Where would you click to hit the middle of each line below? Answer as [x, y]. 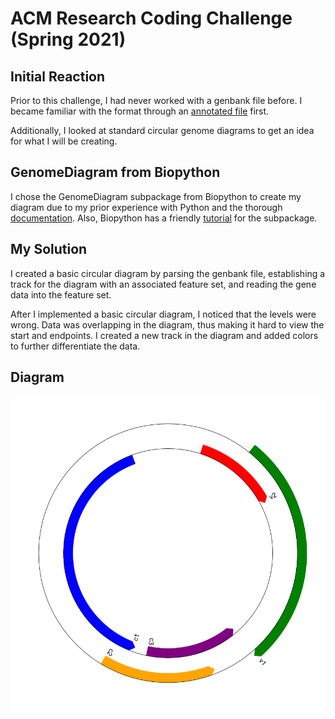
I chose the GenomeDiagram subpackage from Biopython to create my [156, 196]
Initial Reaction [58, 76]
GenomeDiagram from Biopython [115, 172]
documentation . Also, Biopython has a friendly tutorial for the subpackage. [164, 218]
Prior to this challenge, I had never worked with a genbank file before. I [156, 100]
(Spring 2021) [68, 39]
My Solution [49, 249]
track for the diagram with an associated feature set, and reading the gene [163, 284]
